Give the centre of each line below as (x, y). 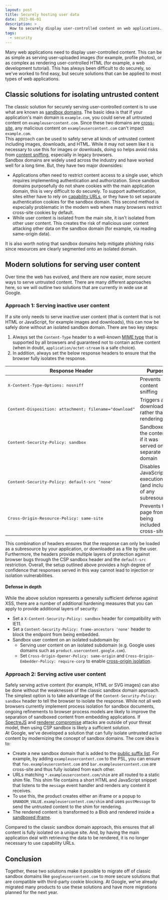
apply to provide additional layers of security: (52, 609)
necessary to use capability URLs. (40, 843)
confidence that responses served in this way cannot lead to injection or (79, 570)
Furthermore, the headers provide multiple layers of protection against (77, 554)
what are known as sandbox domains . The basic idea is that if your (74, 112)
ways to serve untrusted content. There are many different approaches (78, 282)
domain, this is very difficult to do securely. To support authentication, (84, 191)
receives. (22, 791)
